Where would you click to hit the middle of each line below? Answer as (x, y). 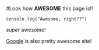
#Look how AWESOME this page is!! (49, 8)
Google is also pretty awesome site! (49, 41)
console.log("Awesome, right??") (47, 19)
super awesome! (26, 30)
